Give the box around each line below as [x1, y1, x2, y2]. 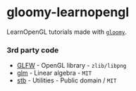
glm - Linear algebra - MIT [16, 68, 92, 78]
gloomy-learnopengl [6, 4, 130, 20]
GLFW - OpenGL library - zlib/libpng [16, 61, 127, 70]
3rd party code [6, 45, 59, 55]
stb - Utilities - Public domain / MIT [16, 76, 117, 85]
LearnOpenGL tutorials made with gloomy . [6, 28, 128, 36]
